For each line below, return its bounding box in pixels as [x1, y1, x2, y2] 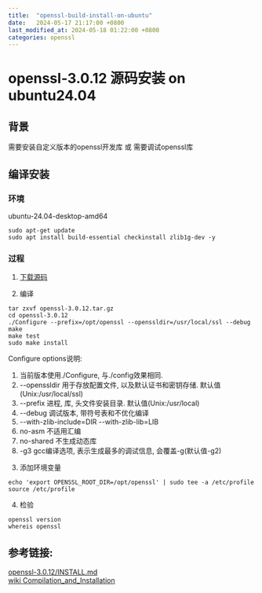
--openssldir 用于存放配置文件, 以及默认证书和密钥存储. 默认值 [19, 380, 221, 390]
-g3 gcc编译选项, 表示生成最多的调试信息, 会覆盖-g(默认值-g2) [19, 446, 222, 456]
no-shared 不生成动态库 [19, 437, 97, 446]
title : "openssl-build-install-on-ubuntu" [8, 11, 153, 20]
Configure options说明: [8, 354, 82, 364]
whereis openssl [8, 523, 61, 531]
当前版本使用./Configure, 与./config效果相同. [19, 371, 163, 380]
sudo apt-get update [8, 226, 76, 234]
